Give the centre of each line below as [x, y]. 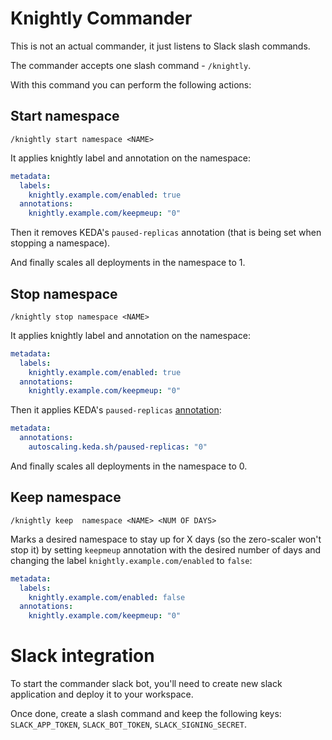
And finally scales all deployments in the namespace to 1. [128, 263]
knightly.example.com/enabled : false [107, 597]
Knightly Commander [101, 18]
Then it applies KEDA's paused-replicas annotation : [116, 410]
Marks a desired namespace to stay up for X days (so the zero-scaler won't [166, 539]
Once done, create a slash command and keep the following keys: [146, 714]
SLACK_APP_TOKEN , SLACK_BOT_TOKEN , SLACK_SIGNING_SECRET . [128, 724]
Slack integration [82, 656]
